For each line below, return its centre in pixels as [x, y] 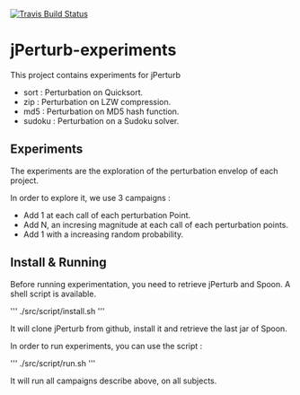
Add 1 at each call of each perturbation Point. [107, 215]
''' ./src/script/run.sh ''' [53, 363]
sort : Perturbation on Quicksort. [83, 92]
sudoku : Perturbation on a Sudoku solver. [101, 120]
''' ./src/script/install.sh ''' [58, 311]
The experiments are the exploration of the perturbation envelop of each [144, 171]
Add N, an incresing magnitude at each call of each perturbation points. [156, 224]
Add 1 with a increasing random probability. [103, 234]
